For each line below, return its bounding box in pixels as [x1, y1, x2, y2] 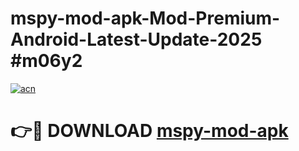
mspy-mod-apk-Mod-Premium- [10, 7, 281, 30]
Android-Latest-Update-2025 [10, 28, 263, 51]
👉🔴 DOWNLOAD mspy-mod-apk [10, 120, 289, 142]
